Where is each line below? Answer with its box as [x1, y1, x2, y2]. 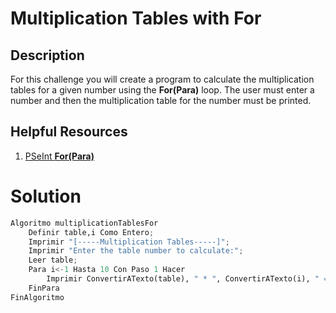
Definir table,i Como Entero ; [28, 227, 155, 237]
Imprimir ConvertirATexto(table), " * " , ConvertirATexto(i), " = [46, 274, 329, 284]
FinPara [28, 283, 60, 293]
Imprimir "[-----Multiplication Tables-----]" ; [28, 237, 230, 247]
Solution [10, 185, 82, 207]
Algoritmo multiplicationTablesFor [10, 218, 159, 228]
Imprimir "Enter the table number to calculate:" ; [28, 246, 244, 256]
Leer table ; [28, 255, 78, 266]
